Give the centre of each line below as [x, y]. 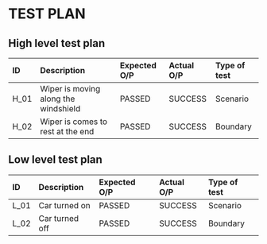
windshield [60, 108]
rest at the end [67, 132]
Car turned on [64, 205]
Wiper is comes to [74, 122]
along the [57, 99]
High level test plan [57, 43]
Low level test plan [56, 160]
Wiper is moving [70, 89]
